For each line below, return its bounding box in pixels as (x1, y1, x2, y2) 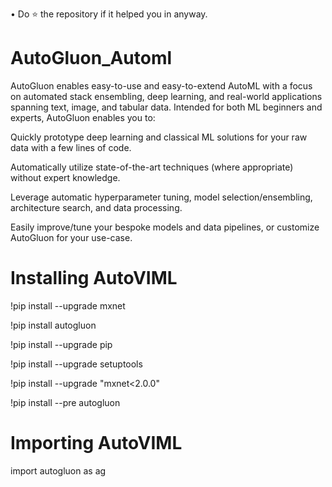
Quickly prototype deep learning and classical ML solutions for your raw (10, 131, 308, 143)
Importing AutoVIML (10, 432, 183, 455)
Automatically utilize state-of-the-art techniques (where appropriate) (10, 161, 294, 173)
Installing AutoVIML (10, 267, 178, 290)
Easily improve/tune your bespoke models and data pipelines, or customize (10, 221, 320, 233)
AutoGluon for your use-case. (10, 231, 133, 243)
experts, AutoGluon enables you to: (10, 111, 156, 123)
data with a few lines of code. (10, 141, 132, 153)
